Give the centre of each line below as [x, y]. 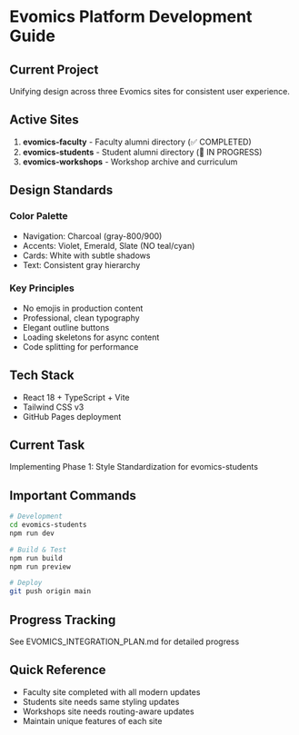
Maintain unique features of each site [92, 720]
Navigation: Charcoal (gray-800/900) [92, 236]
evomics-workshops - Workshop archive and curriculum [130, 162]
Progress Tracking [63, 620]
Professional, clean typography [81, 318]
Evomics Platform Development [131, 17]
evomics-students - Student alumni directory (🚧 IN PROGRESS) [142, 152]
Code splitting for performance [80, 346]
